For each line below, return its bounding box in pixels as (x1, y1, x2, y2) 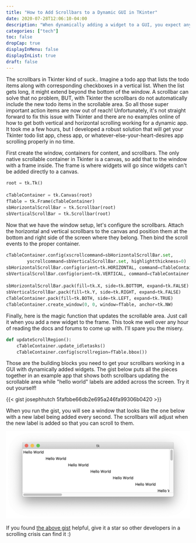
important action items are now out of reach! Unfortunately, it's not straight (6, 107, 186, 114)
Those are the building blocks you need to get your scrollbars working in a (6, 360, 185, 367)
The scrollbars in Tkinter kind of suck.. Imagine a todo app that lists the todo (6, 76, 190, 83)
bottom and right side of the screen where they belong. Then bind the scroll (6, 234, 188, 241)
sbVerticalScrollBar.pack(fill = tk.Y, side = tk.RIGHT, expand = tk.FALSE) (6, 289, 181, 295)
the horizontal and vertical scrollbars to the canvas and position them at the (6, 227, 188, 234)
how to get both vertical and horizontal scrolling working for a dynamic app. (6, 119, 188, 126)
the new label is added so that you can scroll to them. (6, 419, 135, 427)
